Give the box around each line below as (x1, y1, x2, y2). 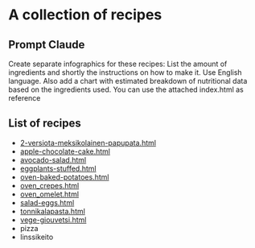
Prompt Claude (8, 38, 85, 52)
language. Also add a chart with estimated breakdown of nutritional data (8, 76, 248, 85)
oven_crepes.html (19, 180, 80, 190)
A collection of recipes (8, 6, 162, 24)
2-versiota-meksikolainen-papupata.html (19, 138, 157, 147)
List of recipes (8, 117, 82, 130)
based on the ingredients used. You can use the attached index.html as (8, 85, 244, 94)
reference (8, 93, 41, 102)
